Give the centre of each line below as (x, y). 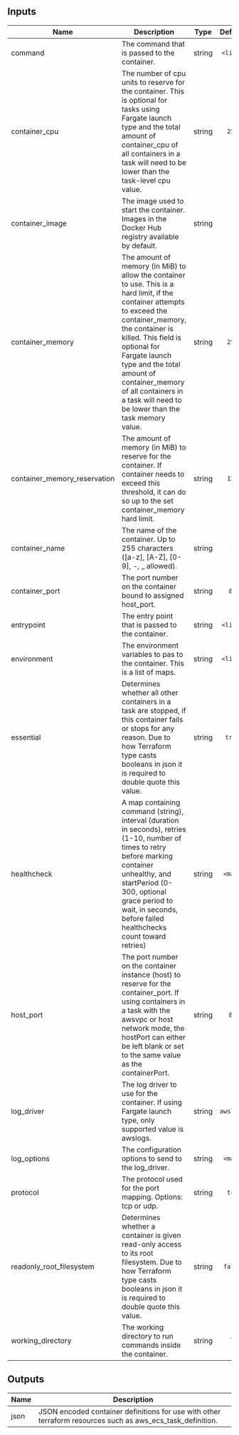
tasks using (140, 109)
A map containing (151, 802)
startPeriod (140, 882)
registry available (150, 236)
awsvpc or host (147, 1019)
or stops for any (148, 728)
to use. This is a (148, 283)
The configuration (151, 1149)
